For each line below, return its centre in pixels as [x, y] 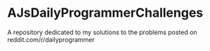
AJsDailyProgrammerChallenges [105, 13]
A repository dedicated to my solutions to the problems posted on [103, 32]
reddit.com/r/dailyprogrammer [51, 39]
